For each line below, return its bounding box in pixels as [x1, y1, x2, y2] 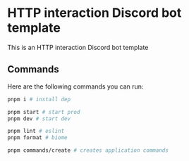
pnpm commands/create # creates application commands [7, 147, 169, 154]
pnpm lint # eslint [7, 128, 65, 135]
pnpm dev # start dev [7, 115, 71, 122]
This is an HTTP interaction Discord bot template [7, 43, 149, 51]
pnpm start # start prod [7, 108, 80, 115]
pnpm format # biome [7, 134, 68, 141]
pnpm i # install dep [7, 96, 71, 103]
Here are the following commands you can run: [7, 82, 144, 91]
